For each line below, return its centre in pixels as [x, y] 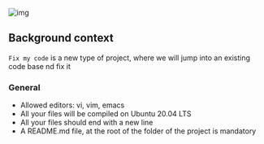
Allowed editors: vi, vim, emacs [72, 105]
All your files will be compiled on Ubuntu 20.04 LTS [106, 114]
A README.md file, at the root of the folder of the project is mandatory [138, 131]
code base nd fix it [40, 66]
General [24, 87]
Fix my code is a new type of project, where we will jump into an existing [129, 58]
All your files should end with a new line [87, 123]
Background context [61, 38]
